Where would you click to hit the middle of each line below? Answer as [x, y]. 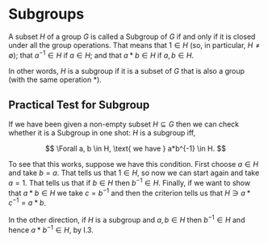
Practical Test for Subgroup [79, 105]
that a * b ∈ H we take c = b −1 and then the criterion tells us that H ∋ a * [130, 192]
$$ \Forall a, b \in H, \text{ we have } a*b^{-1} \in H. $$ [136, 149]
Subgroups [46, 14]
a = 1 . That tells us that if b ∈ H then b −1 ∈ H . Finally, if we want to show [130, 182]
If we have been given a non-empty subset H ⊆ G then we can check [124, 124]
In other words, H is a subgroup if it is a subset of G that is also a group [126, 70]
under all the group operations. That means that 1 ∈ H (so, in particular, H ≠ [134, 45]
